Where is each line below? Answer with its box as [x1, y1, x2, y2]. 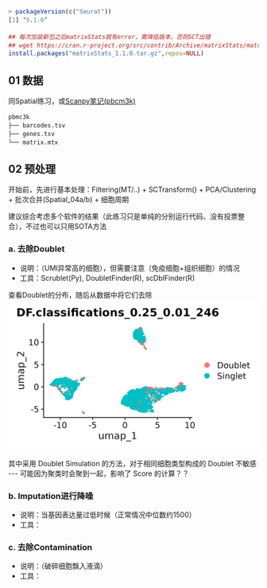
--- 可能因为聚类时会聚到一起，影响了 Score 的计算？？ [8, 469, 189, 478]
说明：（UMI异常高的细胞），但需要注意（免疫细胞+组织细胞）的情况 [19, 263, 240, 273]
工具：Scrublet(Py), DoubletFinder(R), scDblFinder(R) [19, 273, 195, 282]
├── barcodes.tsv [8, 121, 66, 130]
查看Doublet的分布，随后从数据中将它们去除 [8, 290, 153, 299]
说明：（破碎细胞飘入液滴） [19, 561, 107, 571]
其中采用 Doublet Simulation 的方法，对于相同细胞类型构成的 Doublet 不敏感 [8, 458, 257, 468]
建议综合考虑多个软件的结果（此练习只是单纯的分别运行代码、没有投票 [8, 212, 238, 221]
